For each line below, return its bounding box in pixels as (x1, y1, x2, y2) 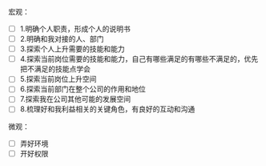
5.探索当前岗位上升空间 (19, 75, 97, 84)
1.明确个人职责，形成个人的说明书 (19, 24, 131, 34)
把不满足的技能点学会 (19, 64, 91, 74)
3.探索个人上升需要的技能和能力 (19, 44, 126, 54)
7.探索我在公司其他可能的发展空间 (19, 95, 131, 104)
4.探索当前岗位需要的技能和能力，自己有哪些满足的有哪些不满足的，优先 (19, 55, 259, 64)
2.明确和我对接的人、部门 (19, 34, 104, 44)
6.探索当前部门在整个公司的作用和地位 (19, 84, 147, 94)
